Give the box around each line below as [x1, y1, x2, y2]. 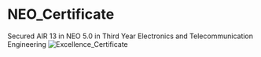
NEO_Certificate [7, 5, 115, 23]
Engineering [7, 39, 46, 48]
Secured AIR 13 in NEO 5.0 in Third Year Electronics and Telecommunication [7, 31, 253, 41]
